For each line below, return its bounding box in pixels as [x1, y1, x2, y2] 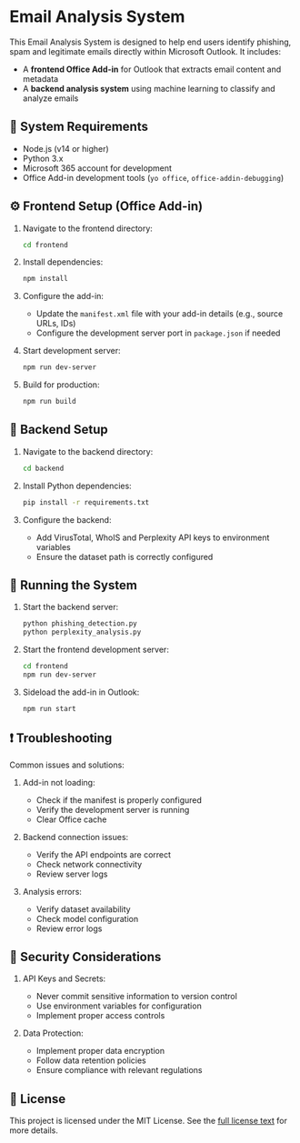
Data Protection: [22, 1028, 84, 1038]
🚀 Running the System [9, 577, 138, 593]
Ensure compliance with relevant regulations [35, 1065, 203, 1076]
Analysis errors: [22, 886, 82, 897]
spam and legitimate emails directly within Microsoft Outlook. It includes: [9, 45, 282, 56]
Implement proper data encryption [35, 1046, 165, 1057]
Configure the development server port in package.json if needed [35, 327, 281, 338]
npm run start [22, 704, 76, 713]
